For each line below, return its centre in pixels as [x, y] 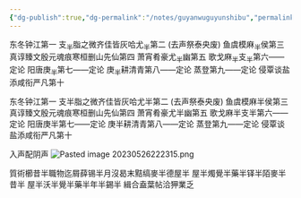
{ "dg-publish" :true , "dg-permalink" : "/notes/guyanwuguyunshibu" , [132, 17]
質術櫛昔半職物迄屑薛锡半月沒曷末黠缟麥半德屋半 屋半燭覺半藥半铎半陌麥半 [148, 173]
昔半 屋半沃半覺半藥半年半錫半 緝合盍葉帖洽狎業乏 [102, 185]
